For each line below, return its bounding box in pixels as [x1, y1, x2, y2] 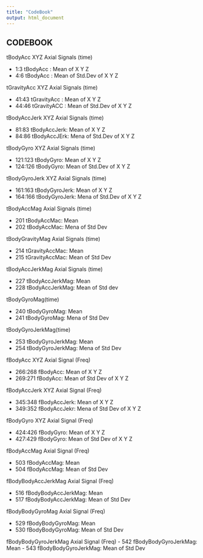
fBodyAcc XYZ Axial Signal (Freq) [6, 356, 90, 364]
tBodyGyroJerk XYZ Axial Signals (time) [6, 175, 107, 182]
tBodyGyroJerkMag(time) [6, 326, 71, 334]
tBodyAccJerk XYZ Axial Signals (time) [6, 114, 104, 121]
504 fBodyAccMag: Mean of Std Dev [15, 465, 108, 473]
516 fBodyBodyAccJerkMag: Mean [15, 489, 103, 497]
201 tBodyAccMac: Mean [15, 217, 78, 224]
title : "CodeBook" [6, 9, 53, 15]
